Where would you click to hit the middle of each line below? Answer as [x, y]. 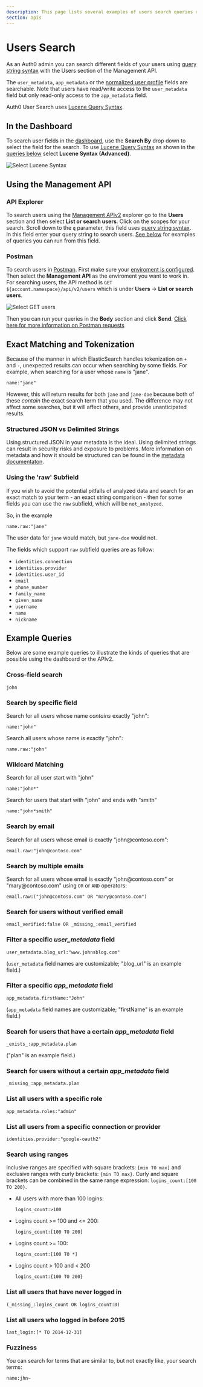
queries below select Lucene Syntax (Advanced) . [69, 154]
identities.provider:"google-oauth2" [54, 1139]
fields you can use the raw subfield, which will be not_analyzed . [85, 503]
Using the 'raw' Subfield [43, 478]
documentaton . [25, 462]
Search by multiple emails [45, 866]
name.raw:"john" [27, 749]
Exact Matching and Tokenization [70, 344]
